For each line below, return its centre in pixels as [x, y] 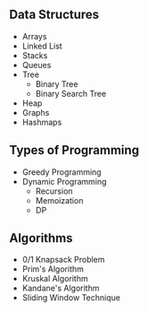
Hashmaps [42, 122]
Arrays [34, 36]
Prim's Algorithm [53, 269]
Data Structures [54, 15]
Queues [37, 65]
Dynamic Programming [64, 181]
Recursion [54, 191]
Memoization [59, 200]
